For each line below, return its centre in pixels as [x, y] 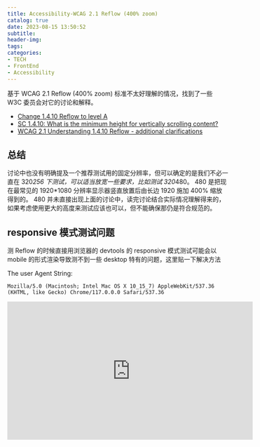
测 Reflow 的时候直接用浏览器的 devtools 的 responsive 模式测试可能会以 [112, 251]
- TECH [17, 60]
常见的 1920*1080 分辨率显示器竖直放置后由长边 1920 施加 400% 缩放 [121, 191]
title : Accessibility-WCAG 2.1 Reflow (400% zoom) [83, 14]
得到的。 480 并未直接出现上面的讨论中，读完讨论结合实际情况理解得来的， [116, 199]
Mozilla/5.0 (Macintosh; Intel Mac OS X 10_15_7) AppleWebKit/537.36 [111, 286]
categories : [25, 53]
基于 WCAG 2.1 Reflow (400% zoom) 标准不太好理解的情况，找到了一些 [110, 93]
